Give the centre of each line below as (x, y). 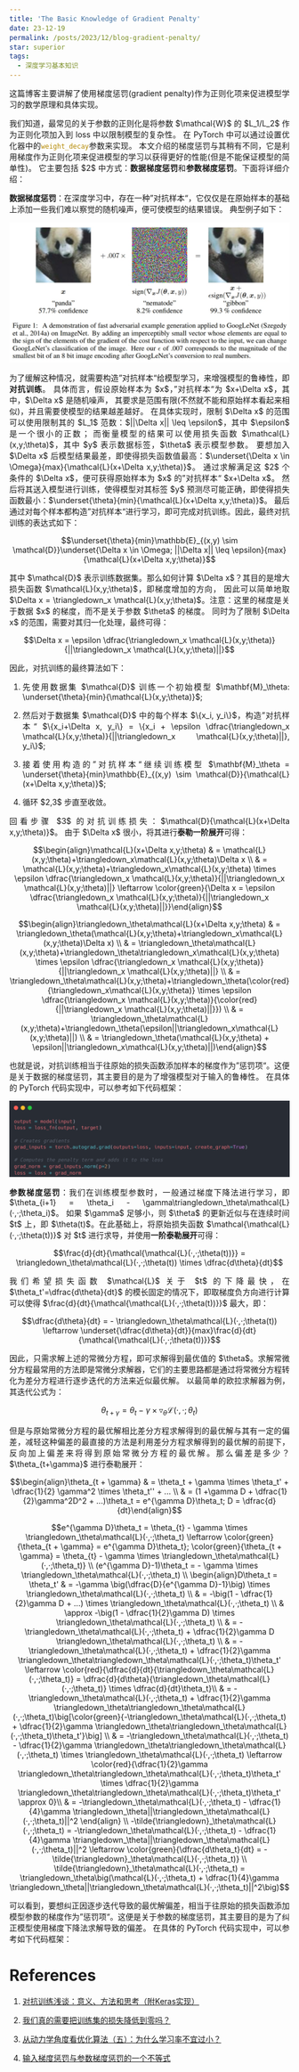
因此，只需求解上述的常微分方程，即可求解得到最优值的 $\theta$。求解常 (145, 1358)
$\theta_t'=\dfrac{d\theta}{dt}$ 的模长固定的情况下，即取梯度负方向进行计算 (149, 1292)
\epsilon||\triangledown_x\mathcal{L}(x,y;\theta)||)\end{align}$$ (149, 1047)
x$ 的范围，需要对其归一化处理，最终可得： (89, 622)
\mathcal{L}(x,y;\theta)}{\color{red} (193, 999)
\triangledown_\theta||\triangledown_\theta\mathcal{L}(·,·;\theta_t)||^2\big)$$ (149, 1887)
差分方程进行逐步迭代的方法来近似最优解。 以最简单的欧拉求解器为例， (158, 1380)
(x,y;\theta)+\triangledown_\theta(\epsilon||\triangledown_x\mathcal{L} (149, 1028)
